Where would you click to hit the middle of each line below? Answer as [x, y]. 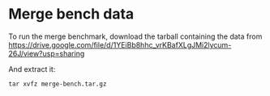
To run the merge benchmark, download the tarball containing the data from [135, 36]
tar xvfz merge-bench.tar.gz [58, 84]
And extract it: [32, 69]
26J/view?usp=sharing [47, 53]
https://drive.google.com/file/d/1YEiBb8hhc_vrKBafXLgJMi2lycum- [120, 44]
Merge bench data [71, 14]
